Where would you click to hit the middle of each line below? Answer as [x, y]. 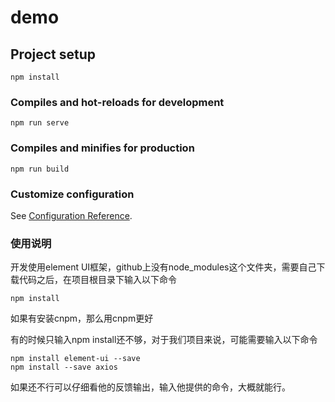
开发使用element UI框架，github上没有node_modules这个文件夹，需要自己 [163, 267]
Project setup [53, 54]
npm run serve [40, 123]
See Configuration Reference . [71, 215]
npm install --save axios [64, 367]
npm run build [40, 169]
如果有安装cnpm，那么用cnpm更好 [82, 318]
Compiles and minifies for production [102, 148]
